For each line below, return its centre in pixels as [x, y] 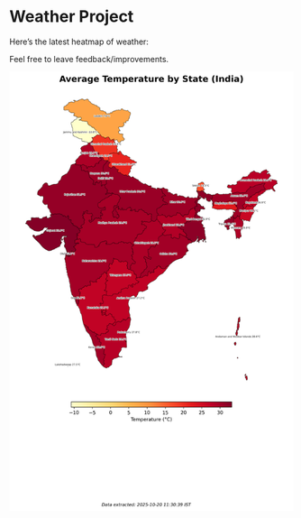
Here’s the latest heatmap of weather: [79, 42]
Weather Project [72, 17]
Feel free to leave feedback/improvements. [89, 59]
